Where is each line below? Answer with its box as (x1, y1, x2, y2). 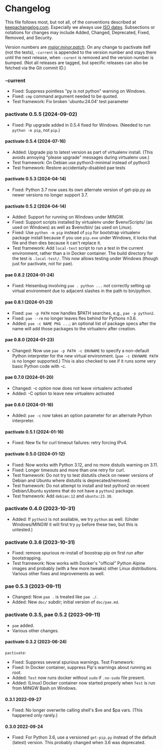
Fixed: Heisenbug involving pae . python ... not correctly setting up (12, 283, 151, 289)
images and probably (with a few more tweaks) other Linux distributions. (12, 565, 158, 572)
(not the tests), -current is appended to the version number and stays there (5, 49, 157, 55)
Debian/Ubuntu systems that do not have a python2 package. (12, 488, 135, 493)
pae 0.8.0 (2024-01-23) (5, 337, 54, 343)
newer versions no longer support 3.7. (12, 192, 89, 198)
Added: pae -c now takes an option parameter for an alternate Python (12, 412, 152, 418)
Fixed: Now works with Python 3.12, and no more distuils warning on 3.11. (12, 462, 158, 468)
